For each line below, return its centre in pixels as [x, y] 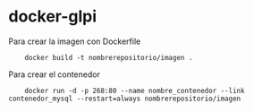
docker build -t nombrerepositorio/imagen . [109, 57]
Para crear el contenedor [54, 74]
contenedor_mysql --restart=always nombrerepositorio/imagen [125, 99]
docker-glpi [53, 17]
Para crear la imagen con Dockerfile [75, 41]
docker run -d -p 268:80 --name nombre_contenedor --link [135, 90]
